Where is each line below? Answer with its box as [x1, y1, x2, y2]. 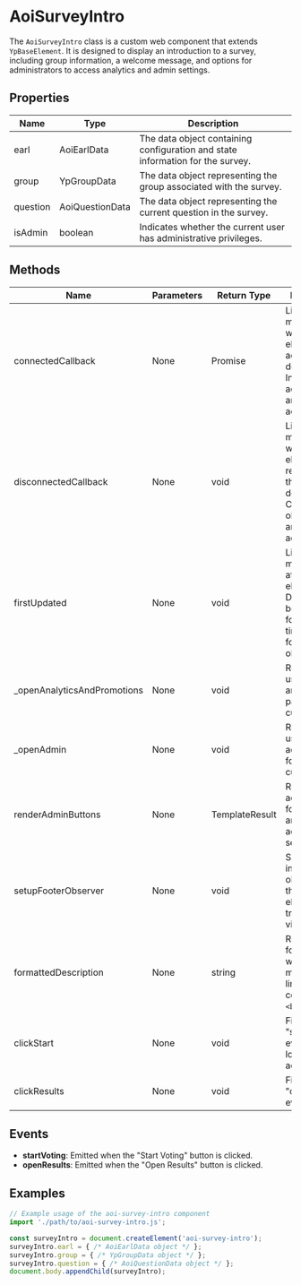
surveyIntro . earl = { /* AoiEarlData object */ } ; [9, 1242, 202, 1251]
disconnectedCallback [13, 475, 108, 487]
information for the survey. [139, 154, 252, 167]
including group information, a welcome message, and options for [9, 55, 253, 65]
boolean [59, 226, 94, 238]
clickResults [13, 1084, 64, 1097]
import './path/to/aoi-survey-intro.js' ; [9, 1218, 167, 1227]
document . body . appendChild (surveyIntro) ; [9, 1267, 167, 1276]
